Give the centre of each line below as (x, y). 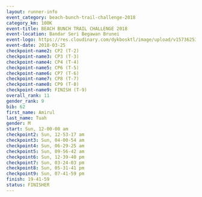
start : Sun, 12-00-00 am (37, 129)
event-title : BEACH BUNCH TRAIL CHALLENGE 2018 (67, 29)
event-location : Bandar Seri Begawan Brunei (63, 34)
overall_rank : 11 (28, 95)
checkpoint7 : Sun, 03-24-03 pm (45, 163)
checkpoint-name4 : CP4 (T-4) (43, 62)
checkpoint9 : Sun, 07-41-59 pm (45, 174)
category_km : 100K (29, 23)
